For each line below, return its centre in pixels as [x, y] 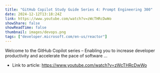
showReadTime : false [26, 28]
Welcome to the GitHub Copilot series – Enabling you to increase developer [80, 50]
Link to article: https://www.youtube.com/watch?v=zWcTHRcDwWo [79, 65]
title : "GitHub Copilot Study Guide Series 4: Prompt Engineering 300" [79, 9]
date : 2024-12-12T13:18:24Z [33, 14]
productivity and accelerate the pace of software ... [56, 55]
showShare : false [23, 23]
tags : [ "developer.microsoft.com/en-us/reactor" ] [56, 37]
